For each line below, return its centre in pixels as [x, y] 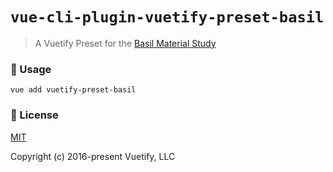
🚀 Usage [31, 69]
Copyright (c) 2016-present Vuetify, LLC [93, 156]
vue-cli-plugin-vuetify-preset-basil [167, 17]
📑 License [34, 115]
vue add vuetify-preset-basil [73, 90]
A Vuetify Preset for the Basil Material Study [125, 43]
